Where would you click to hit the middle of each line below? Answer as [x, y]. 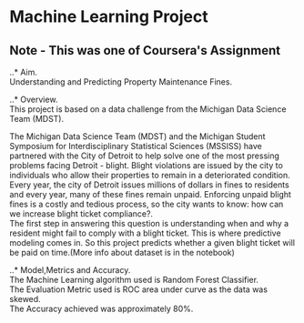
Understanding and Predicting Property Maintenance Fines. [121, 82]
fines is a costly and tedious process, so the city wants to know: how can [147, 204]
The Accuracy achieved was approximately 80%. [101, 308]
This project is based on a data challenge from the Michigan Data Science [148, 109]
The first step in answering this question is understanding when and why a [149, 223]
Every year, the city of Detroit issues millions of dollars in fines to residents [149, 185]
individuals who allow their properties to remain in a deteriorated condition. [150, 175]
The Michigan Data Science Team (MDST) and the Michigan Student [137, 136]
